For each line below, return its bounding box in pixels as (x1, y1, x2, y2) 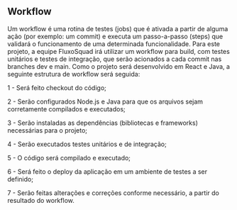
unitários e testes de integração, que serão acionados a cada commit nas (7, 55, 222, 63)
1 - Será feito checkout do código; (7, 83, 106, 92)
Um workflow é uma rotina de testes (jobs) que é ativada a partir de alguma (7, 24, 228, 33)
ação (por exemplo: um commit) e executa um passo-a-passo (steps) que (7, 32, 224, 40)
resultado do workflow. (7, 196, 75, 204)
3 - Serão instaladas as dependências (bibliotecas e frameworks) (7, 118, 199, 127)
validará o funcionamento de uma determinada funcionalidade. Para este (7, 39, 220, 48)
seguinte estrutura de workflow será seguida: (7, 70, 140, 78)
